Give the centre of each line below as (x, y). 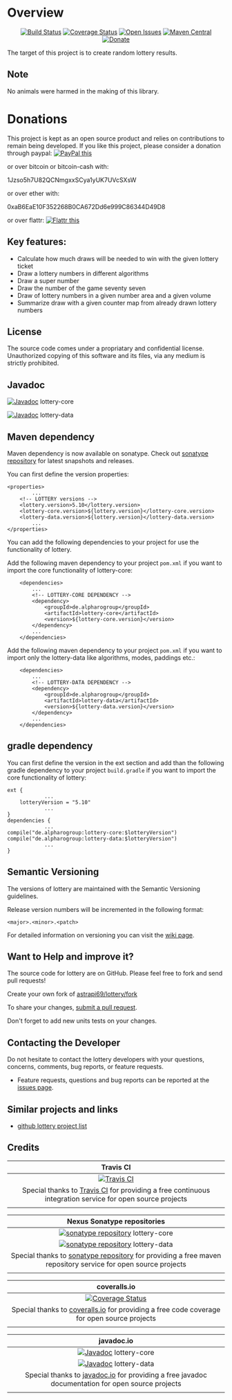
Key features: (37, 242)
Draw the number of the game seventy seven (81, 288)
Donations (37, 119)
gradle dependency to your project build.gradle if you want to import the (112, 770)
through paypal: (30, 153)
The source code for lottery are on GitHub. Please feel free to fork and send (115, 973)
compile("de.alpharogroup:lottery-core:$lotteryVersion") (92, 832)
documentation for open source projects (116, 1383)
